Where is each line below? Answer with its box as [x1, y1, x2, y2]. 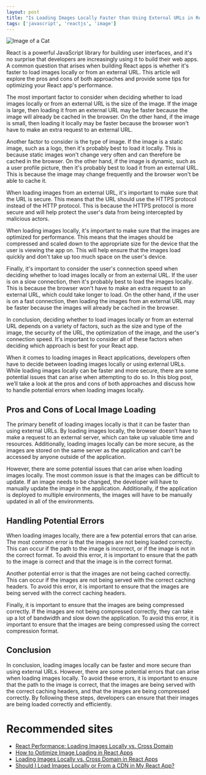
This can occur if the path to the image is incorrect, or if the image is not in [6, 545, 195, 552]
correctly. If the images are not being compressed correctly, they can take [6, 608, 194, 615]
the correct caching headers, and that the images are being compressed [6, 687, 190, 695]
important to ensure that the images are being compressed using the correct [6, 621, 200, 628]
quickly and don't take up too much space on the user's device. [6, 253, 167, 261]
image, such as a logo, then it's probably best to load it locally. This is [6, 145, 182, 152]
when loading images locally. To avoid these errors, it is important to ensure [6, 674, 198, 682]
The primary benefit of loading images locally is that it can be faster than [6, 421, 190, 428]
